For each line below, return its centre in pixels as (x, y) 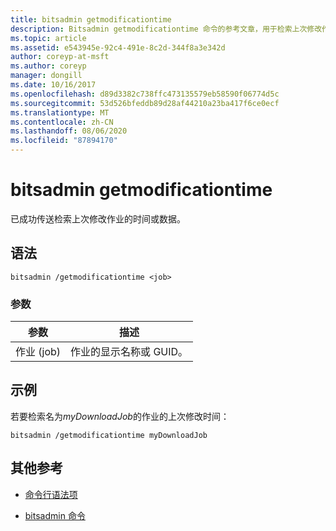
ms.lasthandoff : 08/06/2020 (69, 131)
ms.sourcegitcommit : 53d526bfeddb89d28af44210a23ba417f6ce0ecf (145, 103)
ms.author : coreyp (48, 66)
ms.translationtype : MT (60, 112)
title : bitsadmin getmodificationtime (91, 19)
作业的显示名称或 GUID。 (129, 352)
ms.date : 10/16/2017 (53, 85)
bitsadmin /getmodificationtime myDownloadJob (109, 435)
